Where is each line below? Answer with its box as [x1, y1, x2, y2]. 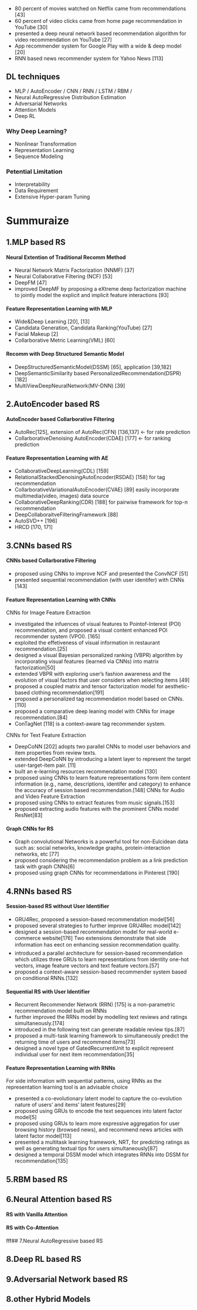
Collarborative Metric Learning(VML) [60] [14, 337, 116, 344]
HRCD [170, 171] [14, 524, 53, 531]
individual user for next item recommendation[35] [14, 1051, 135, 1058]
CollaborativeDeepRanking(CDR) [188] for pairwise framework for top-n [14, 499, 188, 506]
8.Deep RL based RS [6, 1254, 81, 1264]
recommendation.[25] [14, 645, 67, 652]
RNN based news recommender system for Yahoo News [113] [14, 55, 164, 62]
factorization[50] [14, 664, 56, 671]
